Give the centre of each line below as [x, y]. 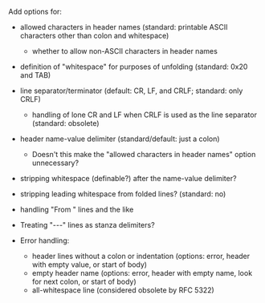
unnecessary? [55, 163]
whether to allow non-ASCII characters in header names [125, 51]
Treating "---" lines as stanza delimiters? [87, 225]
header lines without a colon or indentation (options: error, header [141, 256]
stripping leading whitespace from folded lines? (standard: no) [123, 194]
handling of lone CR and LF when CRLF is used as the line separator [144, 115]
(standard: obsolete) [65, 123]
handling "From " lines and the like [77, 209]
